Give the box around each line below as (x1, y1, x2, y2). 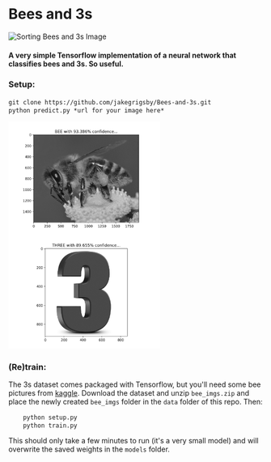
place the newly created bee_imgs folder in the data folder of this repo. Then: (8, 397, 263, 407)
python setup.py (23, 413, 78, 422)
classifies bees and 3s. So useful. (8, 58, 124, 69)
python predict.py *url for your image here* (8, 106, 164, 114)
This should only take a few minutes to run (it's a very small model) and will (8, 436, 259, 446)
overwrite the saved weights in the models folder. (8, 444, 170, 454)
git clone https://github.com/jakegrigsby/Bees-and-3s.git (8, 98, 212, 106)
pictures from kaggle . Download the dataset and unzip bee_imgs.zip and (8, 388, 250, 398)
